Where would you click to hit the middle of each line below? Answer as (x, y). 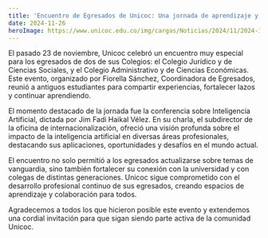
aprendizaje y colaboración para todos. (73, 194)
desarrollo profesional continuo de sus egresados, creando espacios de (126, 186)
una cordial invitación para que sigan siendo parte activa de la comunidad (130, 218)
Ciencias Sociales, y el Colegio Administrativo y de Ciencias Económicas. (129, 70)
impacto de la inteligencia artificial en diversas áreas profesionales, (119, 137)
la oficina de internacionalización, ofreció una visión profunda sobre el (124, 128)
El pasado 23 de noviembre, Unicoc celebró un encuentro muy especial (126, 54)
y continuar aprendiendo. (50, 96)
